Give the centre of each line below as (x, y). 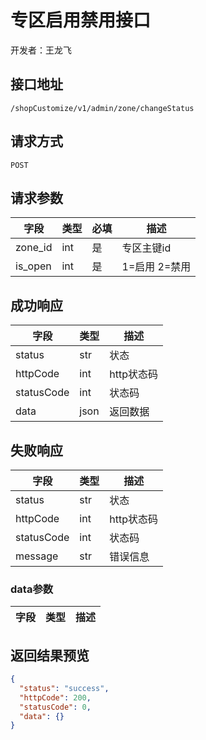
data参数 (32, 589)
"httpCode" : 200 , (55, 697)
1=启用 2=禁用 (156, 267)
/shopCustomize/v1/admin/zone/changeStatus (102, 108)
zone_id (34, 248)
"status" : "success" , (64, 688)
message (37, 556)
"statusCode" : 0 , (55, 707)
